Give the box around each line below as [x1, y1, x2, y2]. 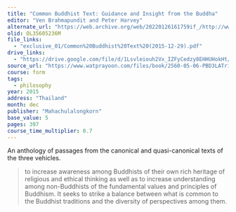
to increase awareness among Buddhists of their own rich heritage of [24, 167, 225, 176]
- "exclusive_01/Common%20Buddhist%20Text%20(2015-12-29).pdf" [13, 43, 202, 50]
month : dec [7, 101, 39, 108]
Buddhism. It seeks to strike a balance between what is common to [24, 190, 219, 198]
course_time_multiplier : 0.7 [7, 127, 93, 134]
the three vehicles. [7, 154, 61, 162]
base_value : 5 [7, 114, 49, 121]
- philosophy [13, 82, 52, 89]
